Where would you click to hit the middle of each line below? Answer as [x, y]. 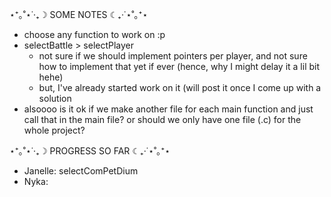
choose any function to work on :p [94, 34]
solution [55, 98]
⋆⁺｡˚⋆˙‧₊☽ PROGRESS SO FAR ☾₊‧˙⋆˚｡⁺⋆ [90, 151]
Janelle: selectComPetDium [81, 171]
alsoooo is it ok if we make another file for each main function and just [168, 109]
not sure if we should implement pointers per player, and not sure [173, 56]
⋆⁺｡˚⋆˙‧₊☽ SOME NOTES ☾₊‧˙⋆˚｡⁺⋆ [79, 14]
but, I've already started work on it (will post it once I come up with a [180, 87]
